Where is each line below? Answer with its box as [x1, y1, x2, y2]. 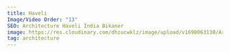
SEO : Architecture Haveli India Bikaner [7, 22, 125, 29]
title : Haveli [7, 9, 48, 17]
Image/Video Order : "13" [7, 16, 78, 23]
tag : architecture [7, 35, 60, 42]
